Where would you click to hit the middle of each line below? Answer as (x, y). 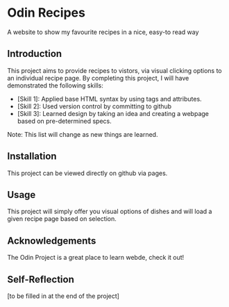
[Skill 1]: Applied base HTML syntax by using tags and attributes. (110, 99)
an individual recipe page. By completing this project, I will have (98, 78)
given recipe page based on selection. (62, 219)
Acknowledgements (52, 241)
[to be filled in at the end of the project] (63, 296)
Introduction (35, 54)
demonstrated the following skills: (56, 85)
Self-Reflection (41, 279)
